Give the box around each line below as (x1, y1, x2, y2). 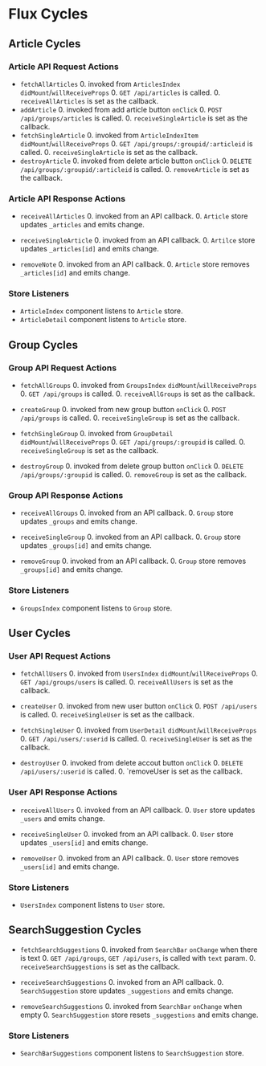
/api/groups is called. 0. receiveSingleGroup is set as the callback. (19, 413, 239, 423)
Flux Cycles (8, 5, 88, 23)
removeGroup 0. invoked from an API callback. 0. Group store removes (19, 556, 247, 566)
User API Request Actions (8, 651, 111, 662)
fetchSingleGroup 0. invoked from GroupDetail (19, 429, 174, 439)
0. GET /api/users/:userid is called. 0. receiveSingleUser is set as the (19, 734, 252, 744)
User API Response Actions (8, 786, 118, 798)
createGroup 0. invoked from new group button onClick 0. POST (19, 405, 227, 415)
